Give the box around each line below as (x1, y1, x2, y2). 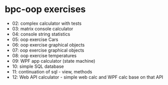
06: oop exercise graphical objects (12, 41, 85, 48)
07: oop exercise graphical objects (12, 47, 84, 53)
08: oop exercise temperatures (12, 52, 77, 59)
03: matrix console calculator (12, 25, 74, 31)
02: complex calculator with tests (12, 20, 82, 26)
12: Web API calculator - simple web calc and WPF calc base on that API (12, 74, 163, 80)
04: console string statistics (12, 31, 71, 37)
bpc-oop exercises (5, 4, 86, 15)
